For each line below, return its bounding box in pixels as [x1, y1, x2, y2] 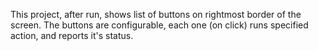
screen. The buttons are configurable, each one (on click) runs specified [10, 19, 309, 31]
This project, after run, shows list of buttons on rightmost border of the [10, 9, 302, 20]
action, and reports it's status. [10, 30, 134, 41]
